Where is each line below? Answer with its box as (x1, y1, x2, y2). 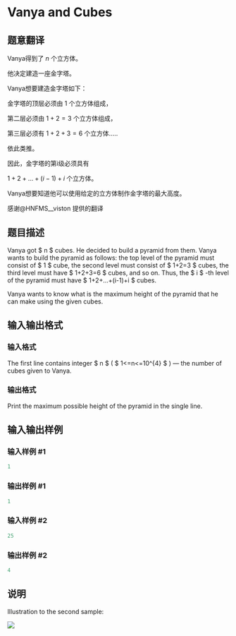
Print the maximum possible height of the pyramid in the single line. (7, 402, 203, 410)
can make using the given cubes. (7, 297, 104, 306)
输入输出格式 (7, 319, 63, 332)
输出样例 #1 (7, 481, 46, 491)
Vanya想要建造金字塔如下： (7, 84, 87, 92)
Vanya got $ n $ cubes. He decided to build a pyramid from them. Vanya (7, 246, 217, 254)
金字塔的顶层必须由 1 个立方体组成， (7, 100, 113, 107)
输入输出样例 (7, 424, 63, 436)
